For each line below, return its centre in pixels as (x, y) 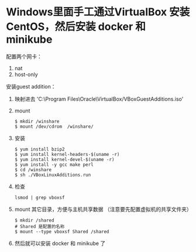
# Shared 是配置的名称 (39, 226)
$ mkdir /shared (34, 220)
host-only (26, 74)
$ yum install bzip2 (39, 149)
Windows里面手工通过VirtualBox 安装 (98, 12)
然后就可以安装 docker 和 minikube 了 (60, 243)
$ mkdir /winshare (37, 121)
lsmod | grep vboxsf (39, 197)
